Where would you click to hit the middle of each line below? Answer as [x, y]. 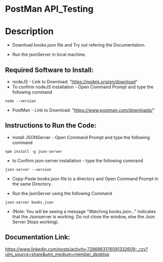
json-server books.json [29, 202]
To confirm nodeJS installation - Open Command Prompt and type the [83, 87]
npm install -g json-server [34, 151]
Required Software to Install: [49, 70]
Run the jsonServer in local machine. [49, 54]
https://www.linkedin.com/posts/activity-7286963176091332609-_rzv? [77, 249]
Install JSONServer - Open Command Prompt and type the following [81, 137]
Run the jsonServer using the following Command [62, 193]
